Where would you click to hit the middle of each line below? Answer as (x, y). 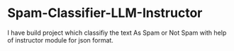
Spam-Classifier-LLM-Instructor (105, 13)
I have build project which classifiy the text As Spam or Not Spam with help (117, 33)
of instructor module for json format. (60, 40)
